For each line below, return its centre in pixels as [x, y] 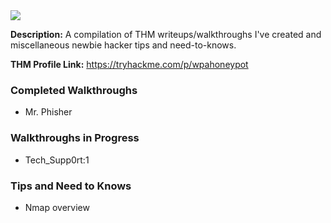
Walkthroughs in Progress [75, 138]
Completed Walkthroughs [74, 90]
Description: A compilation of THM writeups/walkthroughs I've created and [166, 34]
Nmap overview [57, 207]
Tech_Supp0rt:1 [57, 160]
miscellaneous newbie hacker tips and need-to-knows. [123, 45]
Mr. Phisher [48, 112]
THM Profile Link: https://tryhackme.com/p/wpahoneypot [129, 64]
